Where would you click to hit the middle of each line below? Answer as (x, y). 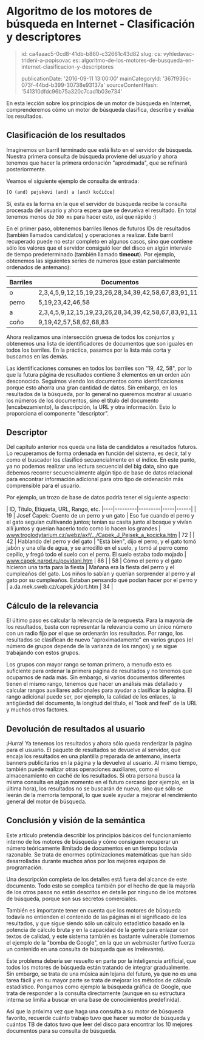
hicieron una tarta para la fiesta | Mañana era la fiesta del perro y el (90, 567)
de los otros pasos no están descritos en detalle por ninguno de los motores (102, 892)
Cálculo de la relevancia (53, 606)
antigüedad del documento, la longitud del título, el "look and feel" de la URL (102, 703)
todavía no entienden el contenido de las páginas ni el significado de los (97, 917)
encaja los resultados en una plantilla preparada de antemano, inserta (93, 756)
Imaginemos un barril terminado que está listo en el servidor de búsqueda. (100, 149)
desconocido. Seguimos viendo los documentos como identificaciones (95, 381)
